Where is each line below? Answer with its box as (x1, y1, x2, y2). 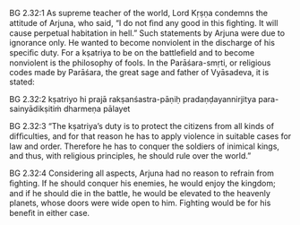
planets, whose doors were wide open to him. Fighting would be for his (9, 197, 271, 208)
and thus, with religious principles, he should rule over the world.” (9, 151, 252, 160)
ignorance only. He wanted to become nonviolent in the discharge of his (9, 38, 276, 48)
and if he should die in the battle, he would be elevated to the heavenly (9, 188, 271, 198)
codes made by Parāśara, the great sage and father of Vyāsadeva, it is (9, 67, 270, 77)
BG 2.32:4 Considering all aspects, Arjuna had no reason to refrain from (9, 168, 275, 178)
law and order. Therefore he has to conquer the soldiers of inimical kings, (9, 141, 280, 151)
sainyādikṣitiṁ (9, 103, 63, 114)
